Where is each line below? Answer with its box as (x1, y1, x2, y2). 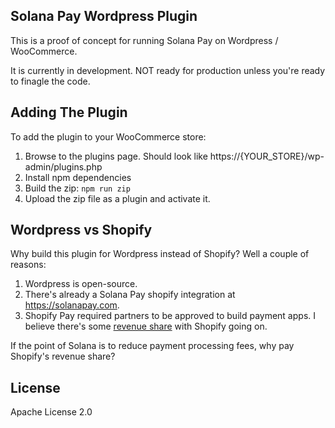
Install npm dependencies (24, 171, 132, 183)
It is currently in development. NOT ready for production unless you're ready (10, 64, 326, 76)
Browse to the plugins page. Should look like (24, 150, 208, 162)
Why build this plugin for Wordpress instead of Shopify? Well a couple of (10, 248, 310, 260)
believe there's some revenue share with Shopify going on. (24, 320, 268, 333)
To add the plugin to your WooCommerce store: (10, 130, 207, 143)
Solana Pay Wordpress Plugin (10, 8, 198, 25)
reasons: (10, 259, 47, 271)
